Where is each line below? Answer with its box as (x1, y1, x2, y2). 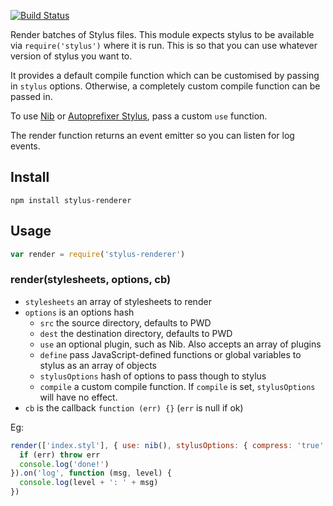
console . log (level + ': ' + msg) (19, 478, 159, 488)
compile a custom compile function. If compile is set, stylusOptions (39, 380, 316, 392)
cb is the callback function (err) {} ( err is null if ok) (24, 401, 244, 414)
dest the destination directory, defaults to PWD (39, 327, 233, 339)
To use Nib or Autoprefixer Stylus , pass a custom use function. (10, 110, 268, 122)
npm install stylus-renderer (10, 195, 132, 205)
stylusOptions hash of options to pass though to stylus (39, 370, 267, 382)
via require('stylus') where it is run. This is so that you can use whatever (10, 40, 318, 51)
